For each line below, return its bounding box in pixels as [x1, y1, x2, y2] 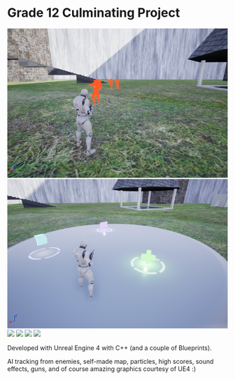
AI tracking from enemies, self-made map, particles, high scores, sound [7, 358, 214, 366]
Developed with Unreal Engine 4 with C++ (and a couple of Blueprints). [7, 344, 212, 352]
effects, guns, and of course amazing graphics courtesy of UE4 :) [7, 365, 197, 373]
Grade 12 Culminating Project [7, 5, 180, 21]
